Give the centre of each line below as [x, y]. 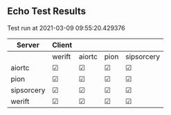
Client [62, 45]
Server [28, 45]
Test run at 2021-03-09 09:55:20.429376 [66, 28]
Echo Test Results [47, 11]
